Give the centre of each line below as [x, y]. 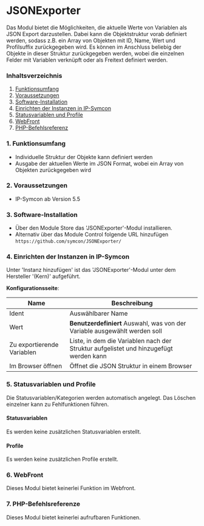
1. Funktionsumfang [36, 144]
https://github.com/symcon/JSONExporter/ [68, 241]
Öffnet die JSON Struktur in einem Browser [131, 366]
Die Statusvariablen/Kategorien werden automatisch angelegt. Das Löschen [101, 397]
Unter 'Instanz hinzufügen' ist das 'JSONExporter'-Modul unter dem [91, 270]
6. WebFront [25, 475]
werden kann [88, 356]
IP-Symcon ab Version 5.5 [48, 199]
